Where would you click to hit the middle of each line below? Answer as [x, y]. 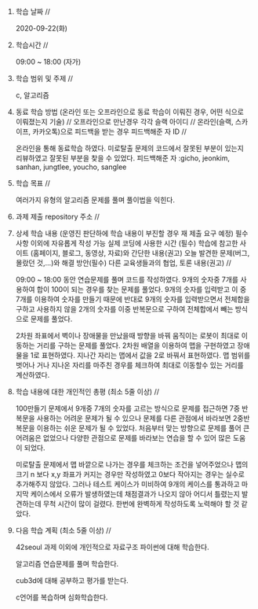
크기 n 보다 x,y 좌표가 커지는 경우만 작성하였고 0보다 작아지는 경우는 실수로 [130, 474]
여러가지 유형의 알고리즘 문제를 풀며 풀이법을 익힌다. [95, 200]
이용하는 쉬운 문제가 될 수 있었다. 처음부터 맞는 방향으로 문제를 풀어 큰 [143, 428]
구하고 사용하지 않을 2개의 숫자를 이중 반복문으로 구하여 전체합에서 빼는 [124, 309]
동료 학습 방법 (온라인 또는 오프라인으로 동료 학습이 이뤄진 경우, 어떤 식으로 [130, 112]
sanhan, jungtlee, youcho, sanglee [71, 167]
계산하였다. [33, 375]
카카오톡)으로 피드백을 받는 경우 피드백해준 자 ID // [109, 131]
